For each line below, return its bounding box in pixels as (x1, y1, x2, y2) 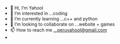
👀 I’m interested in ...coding (10, 10, 68, 16)
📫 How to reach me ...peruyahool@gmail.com (10, 27, 107, 33)
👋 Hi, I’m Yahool (10, 5, 43, 11)
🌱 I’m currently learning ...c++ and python (10, 16, 98, 21)
